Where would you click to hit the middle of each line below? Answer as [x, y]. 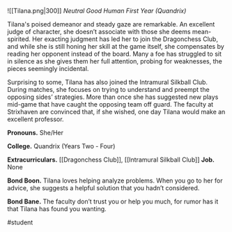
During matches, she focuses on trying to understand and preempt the [109, 90]
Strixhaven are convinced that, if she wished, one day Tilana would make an [116, 112]
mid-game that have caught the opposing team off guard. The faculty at [110, 104]
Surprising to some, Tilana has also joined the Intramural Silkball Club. [107, 82]
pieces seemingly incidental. [48, 69]
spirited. [19, 39]
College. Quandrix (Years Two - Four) [61, 146]
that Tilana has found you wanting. [57, 209]
